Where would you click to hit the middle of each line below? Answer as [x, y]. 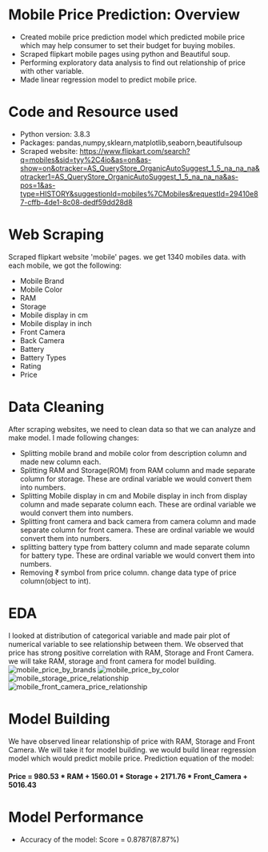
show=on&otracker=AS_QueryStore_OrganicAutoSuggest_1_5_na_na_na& [140, 168]
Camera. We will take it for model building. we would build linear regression [132, 749]
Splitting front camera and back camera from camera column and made [138, 521]
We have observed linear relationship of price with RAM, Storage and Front [132, 741]
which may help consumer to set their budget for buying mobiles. [128, 45]
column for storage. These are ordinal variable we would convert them [136, 478]
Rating [30, 365]
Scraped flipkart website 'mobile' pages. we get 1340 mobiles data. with [127, 256]
